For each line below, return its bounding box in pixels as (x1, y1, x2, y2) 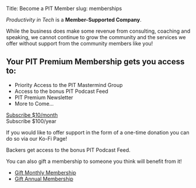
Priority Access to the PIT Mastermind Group (14, 81, 123, 88)
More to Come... (14, 100, 54, 107)
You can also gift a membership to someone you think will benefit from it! (6, 158, 183, 165)
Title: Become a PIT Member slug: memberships (6, 5, 122, 12)
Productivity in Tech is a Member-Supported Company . (6, 16, 142, 23)
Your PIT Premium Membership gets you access (6, 57, 185, 67)
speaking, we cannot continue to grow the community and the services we (6, 34, 186, 40)
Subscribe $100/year (6, 117, 57, 124)
